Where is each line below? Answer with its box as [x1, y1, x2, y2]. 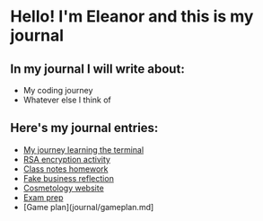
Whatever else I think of [22, 94, 111, 105]
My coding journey [22, 85, 93, 95]
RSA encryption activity [22, 154, 111, 164]
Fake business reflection [22, 172, 115, 183]
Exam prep [22, 191, 64, 203]
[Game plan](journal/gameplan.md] [22, 201, 154, 212]
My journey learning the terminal [22, 144, 145, 155]
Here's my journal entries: [10, 120, 159, 136]
